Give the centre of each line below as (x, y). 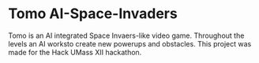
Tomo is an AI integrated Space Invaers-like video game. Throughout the (126, 35)
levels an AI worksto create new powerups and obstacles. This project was (130, 43)
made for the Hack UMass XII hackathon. (75, 52)
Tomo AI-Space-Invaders (93, 14)
